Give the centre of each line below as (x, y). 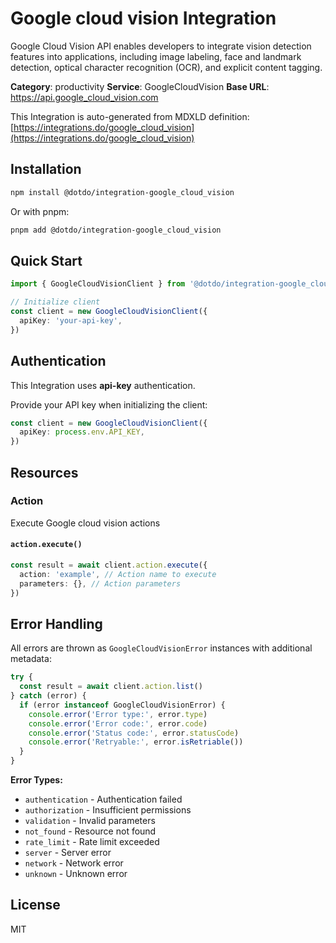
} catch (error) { (48, 696)
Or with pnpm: (40, 211)
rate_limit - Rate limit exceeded (92, 842)
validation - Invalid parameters (90, 821)
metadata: (31, 659)
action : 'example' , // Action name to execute (118, 574)
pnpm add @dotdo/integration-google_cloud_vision (116, 230)
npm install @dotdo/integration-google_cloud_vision (122, 192)
